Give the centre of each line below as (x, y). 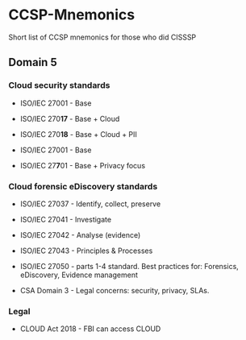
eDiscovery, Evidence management (79, 275)
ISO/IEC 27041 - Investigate (65, 219)
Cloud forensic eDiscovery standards (83, 186)
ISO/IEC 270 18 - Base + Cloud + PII (78, 134)
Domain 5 (33, 62)
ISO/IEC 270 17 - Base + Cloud (70, 118)
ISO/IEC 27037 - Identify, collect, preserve (90, 204)
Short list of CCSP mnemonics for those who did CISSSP (102, 37)
